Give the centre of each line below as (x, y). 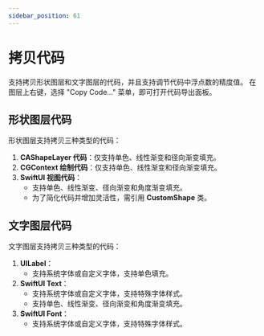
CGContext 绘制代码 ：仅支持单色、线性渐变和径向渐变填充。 (121, 168)
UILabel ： (37, 264)
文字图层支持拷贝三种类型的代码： (65, 247)
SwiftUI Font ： (45, 313)
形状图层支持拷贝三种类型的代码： (65, 141)
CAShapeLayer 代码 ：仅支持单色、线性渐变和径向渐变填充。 (120, 158)
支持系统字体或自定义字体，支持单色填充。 (102, 273)
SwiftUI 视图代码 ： (51, 178)
